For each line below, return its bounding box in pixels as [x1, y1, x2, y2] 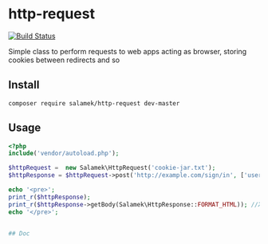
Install [8, 78, 40, 92]
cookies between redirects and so [8, 55, 120, 65]
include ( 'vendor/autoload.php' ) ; [8, 149, 120, 158]
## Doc [8, 229, 30, 238]
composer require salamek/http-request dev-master [8, 99, 180, 108]
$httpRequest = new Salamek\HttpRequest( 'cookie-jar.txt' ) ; [8, 164, 216, 172]
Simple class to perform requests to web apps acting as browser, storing [8, 46, 247, 56]
